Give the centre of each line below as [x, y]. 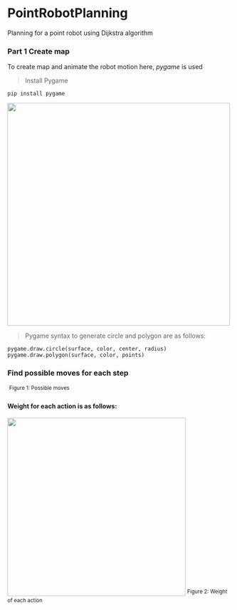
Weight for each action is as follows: [62, 406]
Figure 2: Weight [207, 592]
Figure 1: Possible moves [39, 388]
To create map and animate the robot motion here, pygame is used [105, 67]
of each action [25, 601]
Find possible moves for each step [68, 373]
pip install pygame [36, 94]
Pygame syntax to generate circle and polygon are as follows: [115, 336]
